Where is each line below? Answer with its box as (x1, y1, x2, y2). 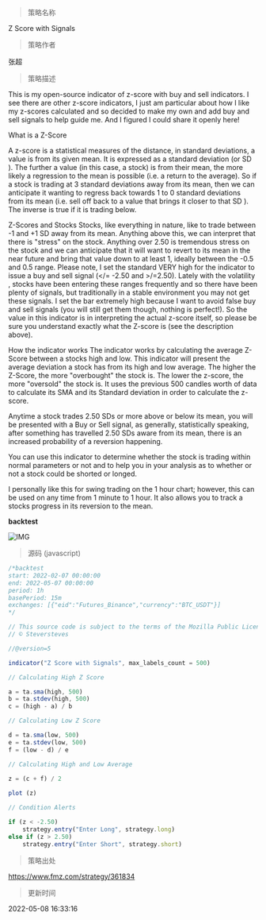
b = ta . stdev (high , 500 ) (8, 695, 90, 703)
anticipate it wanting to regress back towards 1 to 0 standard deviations (8, 188, 241, 197)
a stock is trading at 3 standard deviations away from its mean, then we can (8, 180, 255, 189)
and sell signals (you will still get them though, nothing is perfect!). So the (8, 305, 248, 314)
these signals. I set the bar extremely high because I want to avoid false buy (8, 296, 256, 305)
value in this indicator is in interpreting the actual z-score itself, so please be (8, 313, 257, 323)
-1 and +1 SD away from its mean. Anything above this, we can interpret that (8, 229, 256, 238)
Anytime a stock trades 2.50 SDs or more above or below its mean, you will (8, 412, 253, 420)
